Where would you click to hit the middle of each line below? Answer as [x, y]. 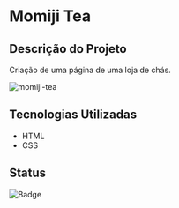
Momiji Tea [50, 16]
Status [28, 173]
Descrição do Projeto [68, 49]
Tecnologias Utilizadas [73, 115]
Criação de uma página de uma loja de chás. [90, 70]
